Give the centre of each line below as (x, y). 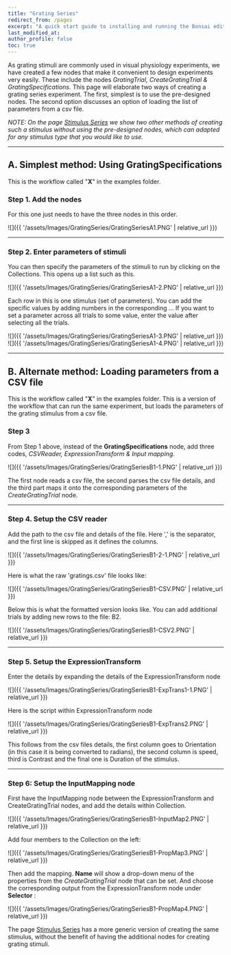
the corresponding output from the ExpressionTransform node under (105, 888)
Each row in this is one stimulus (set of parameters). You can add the (105, 301)
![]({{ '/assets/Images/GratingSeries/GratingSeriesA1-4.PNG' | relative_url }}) (116, 343)
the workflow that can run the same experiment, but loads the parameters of (115, 406)
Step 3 (19, 431)
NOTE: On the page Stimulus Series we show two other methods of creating (115, 122)
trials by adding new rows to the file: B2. (65, 616)
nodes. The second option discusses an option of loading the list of (103, 101)
